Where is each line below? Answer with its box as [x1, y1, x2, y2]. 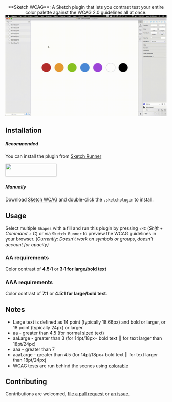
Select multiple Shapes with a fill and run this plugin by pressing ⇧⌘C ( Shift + [5, 225, 163, 231]
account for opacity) [5, 242, 49, 248]
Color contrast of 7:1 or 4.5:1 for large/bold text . [5, 290, 107, 296]
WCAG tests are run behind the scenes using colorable [12, 363, 129, 369]
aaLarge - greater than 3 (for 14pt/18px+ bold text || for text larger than [12, 335, 162, 341]
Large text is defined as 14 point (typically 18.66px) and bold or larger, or [12, 319, 166, 325]
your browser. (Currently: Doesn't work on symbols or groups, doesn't [5, 236, 154, 242]
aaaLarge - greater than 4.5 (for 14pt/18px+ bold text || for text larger [12, 351, 158, 357]
